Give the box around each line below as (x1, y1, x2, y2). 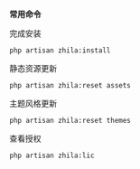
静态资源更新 (9, 63, 57, 73)
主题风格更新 (9, 99, 57, 108)
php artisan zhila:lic (9, 151, 95, 160)
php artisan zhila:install (9, 46, 111, 55)
